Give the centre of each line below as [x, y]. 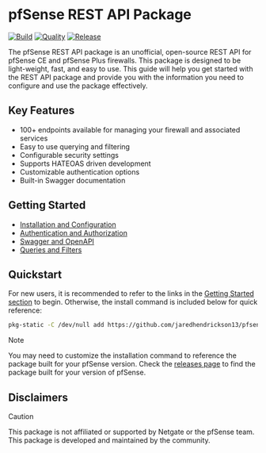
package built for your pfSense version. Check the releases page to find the [132, 364]
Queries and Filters [51, 250]
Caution [21, 417]
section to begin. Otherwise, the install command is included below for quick [133, 302]
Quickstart [35, 274]
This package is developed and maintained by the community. [110, 440]
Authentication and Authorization [74, 232]
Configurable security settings [69, 155]
